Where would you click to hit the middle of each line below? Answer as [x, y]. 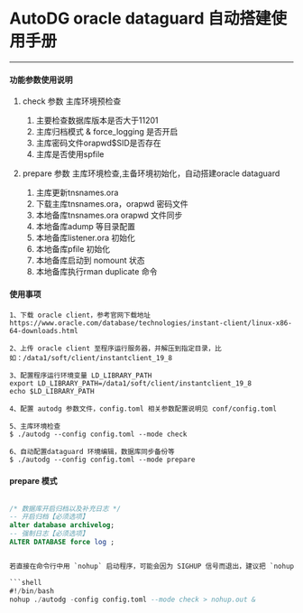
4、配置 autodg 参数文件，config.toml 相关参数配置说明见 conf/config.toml [143, 409]
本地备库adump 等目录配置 [86, 227]
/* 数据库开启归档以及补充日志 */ [65, 508]
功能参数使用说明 [41, 79]
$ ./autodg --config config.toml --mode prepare [102, 460]
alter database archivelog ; [62, 525]
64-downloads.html [44, 331]
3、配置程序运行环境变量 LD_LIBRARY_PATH [81, 376]
